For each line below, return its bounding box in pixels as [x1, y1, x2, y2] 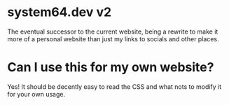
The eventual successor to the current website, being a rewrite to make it [7, 27, 218, 36]
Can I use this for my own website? [7, 59, 214, 76]
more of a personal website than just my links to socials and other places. [7, 34, 219, 43]
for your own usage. [7, 90, 65, 98]
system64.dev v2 [7, 4, 112, 20]
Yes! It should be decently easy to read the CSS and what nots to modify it [7, 82, 222, 91]
